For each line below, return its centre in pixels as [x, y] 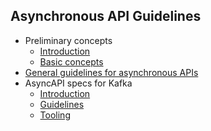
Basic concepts [71, 61]
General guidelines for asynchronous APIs [111, 72]
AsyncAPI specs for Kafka [78, 83]
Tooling [55, 115]
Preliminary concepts [68, 40]
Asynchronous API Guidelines [106, 16]
